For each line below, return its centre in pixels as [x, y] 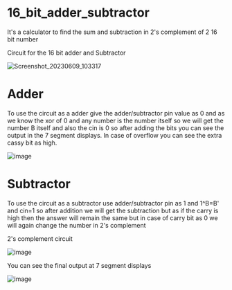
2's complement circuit [40, 238]
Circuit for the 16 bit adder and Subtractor [66, 53]
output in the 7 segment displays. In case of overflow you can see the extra [115, 135]
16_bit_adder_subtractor [79, 13]
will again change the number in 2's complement [77, 225]
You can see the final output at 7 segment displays [79, 265]
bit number [23, 39]
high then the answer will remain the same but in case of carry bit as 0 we [113, 218]
